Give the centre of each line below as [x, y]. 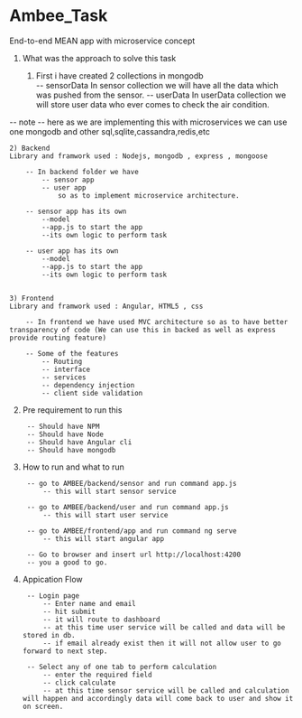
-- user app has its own [72, 251]
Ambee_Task [59, 16]
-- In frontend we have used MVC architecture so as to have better [157, 322]
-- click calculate [79, 683]
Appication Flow [52, 579]
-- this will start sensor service [110, 491]
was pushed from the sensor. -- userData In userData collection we [161, 95]
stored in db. [49, 635]
